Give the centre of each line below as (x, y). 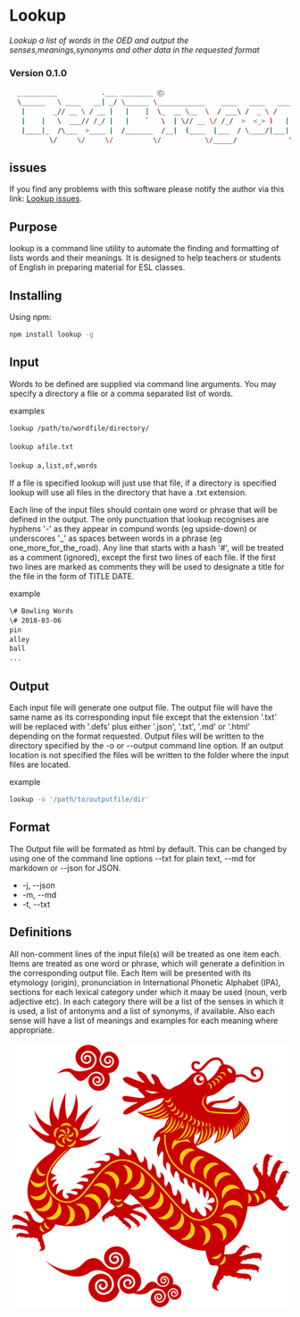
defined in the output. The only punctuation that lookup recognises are (139, 519)
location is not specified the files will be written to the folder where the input (149, 756)
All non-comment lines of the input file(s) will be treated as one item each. (146, 954)
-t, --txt (36, 904)
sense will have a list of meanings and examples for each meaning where (144, 1020)
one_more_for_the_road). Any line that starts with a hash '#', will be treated (146, 547)
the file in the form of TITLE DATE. (72, 576)
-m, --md (39, 894)
